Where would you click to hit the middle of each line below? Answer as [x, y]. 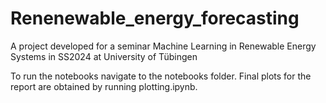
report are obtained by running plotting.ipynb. [104, 86]
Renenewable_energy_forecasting [155, 18]
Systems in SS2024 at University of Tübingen [104, 56]
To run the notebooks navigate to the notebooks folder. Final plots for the [161, 76]
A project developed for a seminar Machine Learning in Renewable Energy [163, 46]
